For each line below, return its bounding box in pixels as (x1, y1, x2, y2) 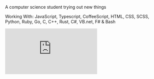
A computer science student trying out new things (5, 4, 106, 10)
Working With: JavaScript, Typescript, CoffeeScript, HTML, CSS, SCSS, (5, 14, 150, 19)
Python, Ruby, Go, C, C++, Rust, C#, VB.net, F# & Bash (5, 19, 116, 24)
